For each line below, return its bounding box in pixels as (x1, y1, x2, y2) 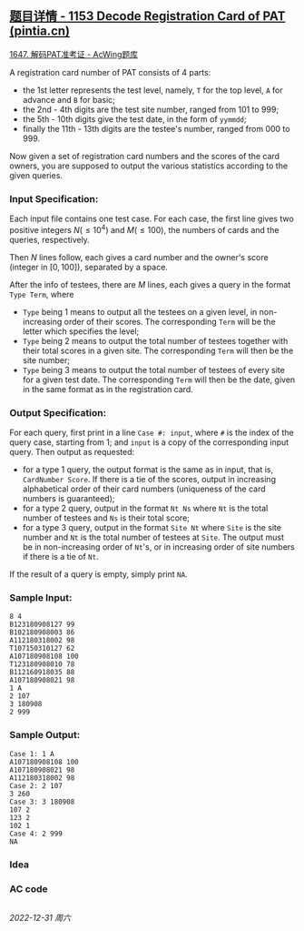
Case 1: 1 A (9, 749, 54, 758)
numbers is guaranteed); (22, 493, 115, 504)
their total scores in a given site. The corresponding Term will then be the (22, 345, 294, 356)
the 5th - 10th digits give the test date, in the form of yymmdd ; (22, 113, 247, 125)
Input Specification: (9, 192, 99, 205)
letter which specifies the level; (22, 326, 140, 337)
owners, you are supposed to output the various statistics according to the (9, 160, 289, 171)
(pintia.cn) (9, 24, 71, 39)
